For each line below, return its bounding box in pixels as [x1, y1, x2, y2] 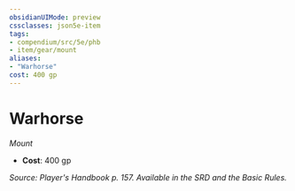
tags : [9, 29, 29, 38]
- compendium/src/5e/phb [9, 37, 101, 47]
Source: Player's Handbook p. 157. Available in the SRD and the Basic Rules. [9, 172, 288, 182]
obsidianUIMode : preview [9, 12, 101, 22]
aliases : [9, 54, 42, 63]
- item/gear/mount [9, 46, 77, 55]
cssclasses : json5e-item [9, 21, 101, 30]
